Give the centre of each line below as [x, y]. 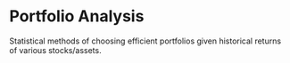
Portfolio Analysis [77, 16]
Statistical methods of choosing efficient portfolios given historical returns [145, 41]
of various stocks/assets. [55, 50]
